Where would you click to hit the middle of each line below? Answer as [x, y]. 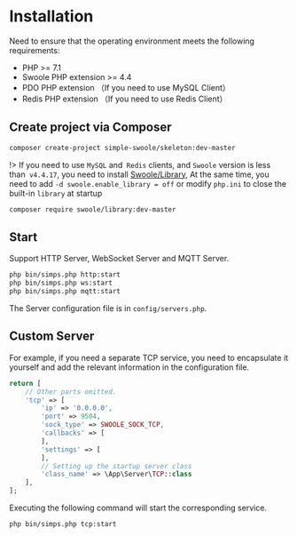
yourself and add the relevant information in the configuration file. [129, 367]
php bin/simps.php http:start [65, 275]
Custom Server [52, 337]
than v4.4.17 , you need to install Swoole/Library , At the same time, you [140, 174]
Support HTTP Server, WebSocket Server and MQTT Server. [119, 259]
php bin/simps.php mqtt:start [65, 292]
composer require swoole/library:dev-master [93, 209]
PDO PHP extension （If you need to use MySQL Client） [126, 87]
